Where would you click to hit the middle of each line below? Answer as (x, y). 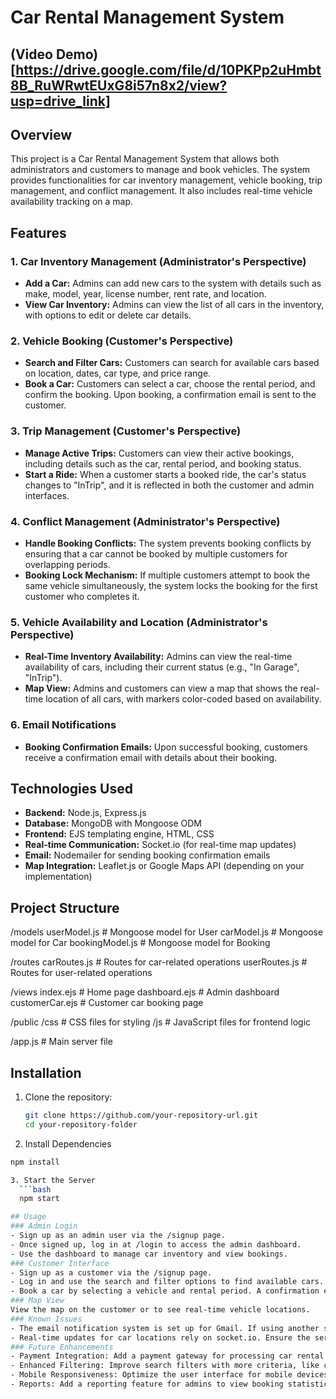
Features (38, 232)
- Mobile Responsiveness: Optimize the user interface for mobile (151, 1375)
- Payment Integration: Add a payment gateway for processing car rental (167, 1356)
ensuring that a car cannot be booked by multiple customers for (156, 553)
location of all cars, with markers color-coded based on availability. (183, 699)
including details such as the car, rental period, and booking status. (163, 463)
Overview (41, 134)
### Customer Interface (60, 1263)
